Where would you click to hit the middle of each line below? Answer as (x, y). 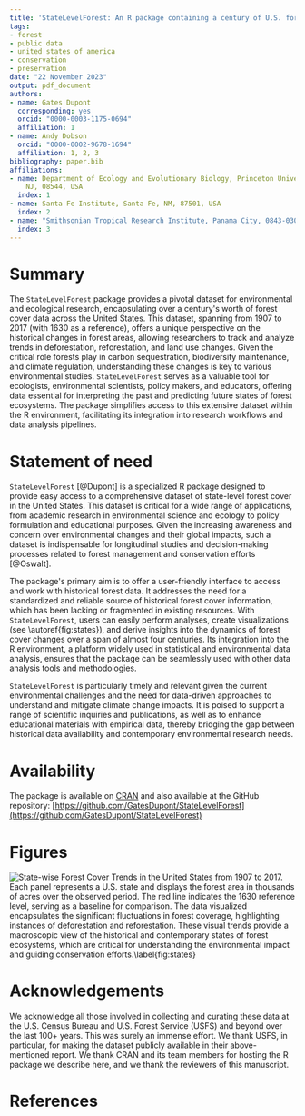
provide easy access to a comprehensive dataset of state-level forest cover (151, 496)
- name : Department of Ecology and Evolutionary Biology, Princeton (142, 178)
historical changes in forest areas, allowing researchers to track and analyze (152, 338)
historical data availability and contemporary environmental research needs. (152, 734)
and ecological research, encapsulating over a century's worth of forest (143, 309)
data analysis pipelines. (53, 424)
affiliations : (36, 170)
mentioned (30, 1055)
